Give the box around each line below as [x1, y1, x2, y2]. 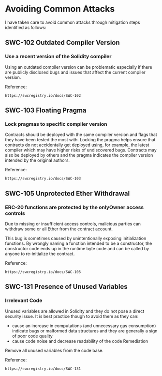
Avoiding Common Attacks [5, 3, 115, 15]
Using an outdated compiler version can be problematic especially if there [5, 64, 152, 70]
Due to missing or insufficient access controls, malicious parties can [5, 221, 141, 226]
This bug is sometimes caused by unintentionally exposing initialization [5, 236, 147, 241]
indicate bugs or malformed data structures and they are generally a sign [12, 328, 158, 333]
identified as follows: [5, 24, 46, 30]
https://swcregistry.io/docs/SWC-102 [5, 93, 81, 98]
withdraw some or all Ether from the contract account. [5, 226, 113, 232]
